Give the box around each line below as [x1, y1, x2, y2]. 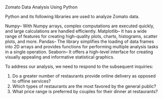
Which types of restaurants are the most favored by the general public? [12, 83, 157, 89]
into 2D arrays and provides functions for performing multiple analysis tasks [5, 44, 159, 49]
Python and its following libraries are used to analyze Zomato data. [5, 14, 140, 19]
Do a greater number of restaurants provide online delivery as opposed [12, 73, 156, 79]
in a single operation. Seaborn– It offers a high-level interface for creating [5, 49, 153, 55]
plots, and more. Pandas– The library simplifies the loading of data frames [5, 39, 154, 44]
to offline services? [12, 78, 51, 84]
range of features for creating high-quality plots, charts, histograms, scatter [5, 34, 158, 39]
